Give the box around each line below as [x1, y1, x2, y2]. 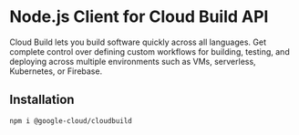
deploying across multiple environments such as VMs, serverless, [9, 56, 257, 67]
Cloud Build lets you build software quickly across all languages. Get [9, 36, 267, 47]
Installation [9, 92, 75, 108]
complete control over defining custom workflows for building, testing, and [9, 46, 290, 57]
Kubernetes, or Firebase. [9, 66, 103, 77]
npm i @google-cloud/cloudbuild [9, 116, 132, 125]
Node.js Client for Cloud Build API [9, 6, 269, 27]
